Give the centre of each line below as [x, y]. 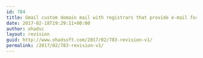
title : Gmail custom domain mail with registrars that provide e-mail [97, 18]
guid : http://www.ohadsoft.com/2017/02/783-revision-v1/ [79, 40]
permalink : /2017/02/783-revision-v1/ [55, 46]
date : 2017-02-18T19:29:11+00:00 [48, 23]
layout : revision [28, 34]
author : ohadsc [25, 29]
